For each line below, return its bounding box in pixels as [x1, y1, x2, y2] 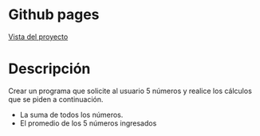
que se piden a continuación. [8, 94, 104, 104]
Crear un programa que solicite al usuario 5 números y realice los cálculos [8, 86, 253, 95]
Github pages [8, 6, 100, 24]
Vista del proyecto [8, 32, 69, 41]
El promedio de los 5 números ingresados [19, 118, 157, 128]
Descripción [8, 60, 91, 78]
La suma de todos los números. [19, 110, 124, 119]
